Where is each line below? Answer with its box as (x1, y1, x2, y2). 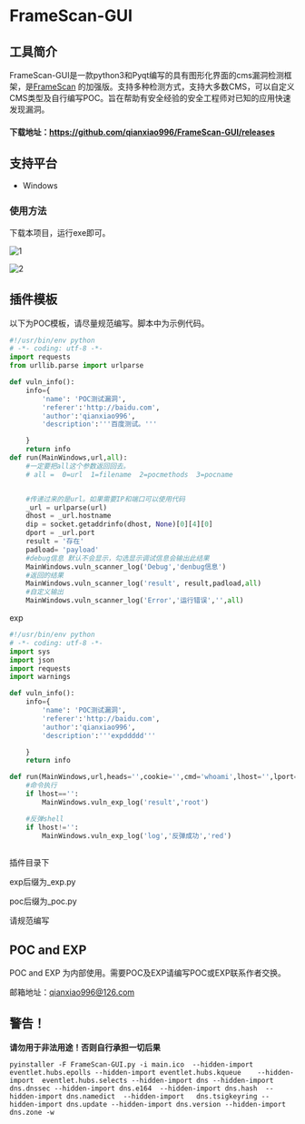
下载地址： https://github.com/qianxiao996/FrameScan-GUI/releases (9, 127, 275, 137)
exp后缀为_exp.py (9, 876, 76, 887)
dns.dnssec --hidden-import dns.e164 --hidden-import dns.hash (9, 1084, 258, 1093)
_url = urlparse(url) (25, 502, 107, 512)
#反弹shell (25, 814, 64, 824)
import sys (9, 647, 51, 656)
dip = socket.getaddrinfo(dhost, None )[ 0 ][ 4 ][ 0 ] (25, 520, 213, 529)
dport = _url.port (25, 529, 95, 538)
